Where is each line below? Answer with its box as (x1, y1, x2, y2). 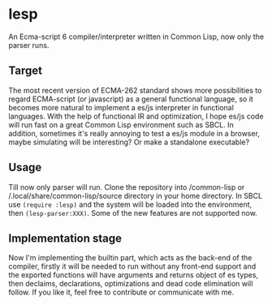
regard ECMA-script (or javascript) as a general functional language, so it (8, 94, 253, 104)
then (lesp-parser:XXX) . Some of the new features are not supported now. (8, 208, 257, 217)
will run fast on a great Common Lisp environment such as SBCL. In (8, 119, 234, 130)
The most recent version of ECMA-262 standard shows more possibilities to (8, 85, 262, 95)
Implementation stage (8, 231, 123, 245)
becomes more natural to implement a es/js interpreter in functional (8, 102, 234, 112)
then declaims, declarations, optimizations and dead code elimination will (8, 279, 253, 289)
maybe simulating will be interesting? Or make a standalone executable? (8, 137, 250, 147)
